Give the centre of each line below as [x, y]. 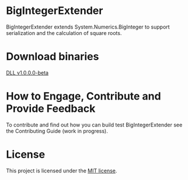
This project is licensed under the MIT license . [62, 171]
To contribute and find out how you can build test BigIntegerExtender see [94, 125]
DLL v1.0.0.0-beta [27, 73]
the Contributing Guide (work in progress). [57, 131]
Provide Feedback [51, 109]
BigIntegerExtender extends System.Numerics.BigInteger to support [88, 27]
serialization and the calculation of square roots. [64, 33]
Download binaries [53, 57]
